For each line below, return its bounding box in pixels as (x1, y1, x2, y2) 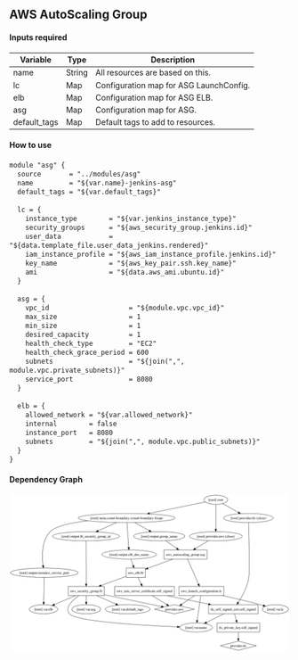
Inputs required (9, 31, 68, 43)
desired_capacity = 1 (25, 330, 141, 340)
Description (150, 54, 196, 65)
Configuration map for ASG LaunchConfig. (95, 79, 251, 90)
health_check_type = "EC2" (25, 339, 157, 349)
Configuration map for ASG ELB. (95, 92, 213, 103)
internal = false (25, 419, 117, 429)
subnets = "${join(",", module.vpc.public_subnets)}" (25, 437, 261, 447)
